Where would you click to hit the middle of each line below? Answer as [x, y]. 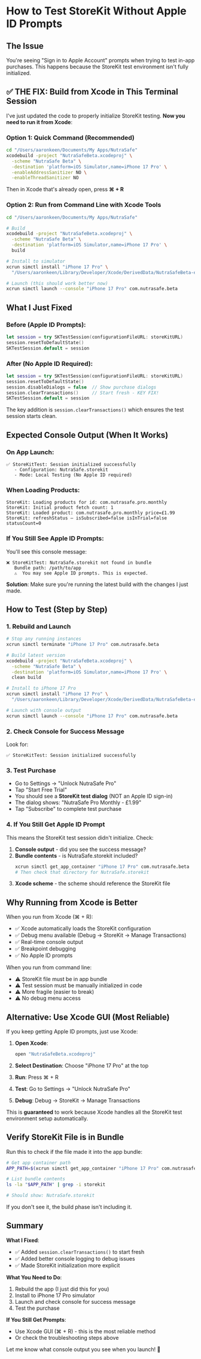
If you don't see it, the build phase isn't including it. [69, 1207]
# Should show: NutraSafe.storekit [51, 1196]
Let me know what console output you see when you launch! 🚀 [83, 1349]
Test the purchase [37, 1308]
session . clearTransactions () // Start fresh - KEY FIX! [83, 393]
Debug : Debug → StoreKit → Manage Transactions [77, 1100]
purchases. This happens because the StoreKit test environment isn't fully [97, 67]
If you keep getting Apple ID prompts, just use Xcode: [72, 1032]
